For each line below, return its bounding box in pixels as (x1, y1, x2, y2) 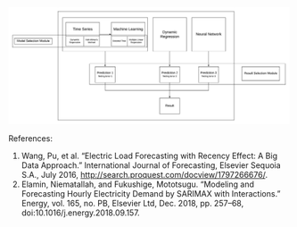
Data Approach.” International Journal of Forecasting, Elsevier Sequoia (21, 160, 282, 171)
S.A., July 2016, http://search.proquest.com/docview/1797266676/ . (21, 170, 268, 181)
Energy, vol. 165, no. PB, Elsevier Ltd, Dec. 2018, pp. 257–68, (21, 198, 244, 209)
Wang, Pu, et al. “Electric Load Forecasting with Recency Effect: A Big (21, 150, 278, 162)
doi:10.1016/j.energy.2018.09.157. (21, 207, 140, 218)
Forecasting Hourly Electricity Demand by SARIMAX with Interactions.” (21, 189, 281, 199)
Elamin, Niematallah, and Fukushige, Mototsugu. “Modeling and (21, 179, 255, 189)
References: (8, 133, 53, 144)
